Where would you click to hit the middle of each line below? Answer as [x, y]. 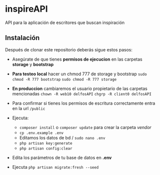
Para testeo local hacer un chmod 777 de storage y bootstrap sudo [80, 74]
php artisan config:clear [46, 148]
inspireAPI [26, 9]
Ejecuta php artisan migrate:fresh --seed [55, 167]
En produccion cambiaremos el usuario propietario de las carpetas [80, 88]
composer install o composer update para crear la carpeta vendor [85, 127]
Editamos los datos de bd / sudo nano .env [62, 137]
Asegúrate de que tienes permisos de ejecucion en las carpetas [77, 59]
